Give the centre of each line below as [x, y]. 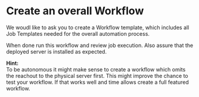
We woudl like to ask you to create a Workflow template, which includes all [98, 27]
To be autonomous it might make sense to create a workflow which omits [96, 69]
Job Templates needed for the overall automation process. [78, 33]
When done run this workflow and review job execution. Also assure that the [100, 45]
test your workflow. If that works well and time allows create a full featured [97, 82]
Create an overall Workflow [75, 11]
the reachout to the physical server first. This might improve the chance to [97, 76]
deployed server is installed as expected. [57, 51]
